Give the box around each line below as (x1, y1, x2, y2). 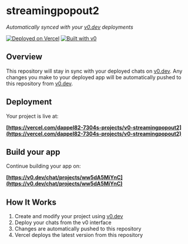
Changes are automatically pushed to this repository (14, 225, 142, 232)
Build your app (6, 147, 61, 157)
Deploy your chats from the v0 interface (14, 219, 112, 226)
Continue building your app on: (6, 162, 81, 170)
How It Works (6, 197, 57, 207)
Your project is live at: (6, 113, 59, 120)
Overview (6, 52, 43, 62)
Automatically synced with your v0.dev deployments (6, 23, 133, 30)
